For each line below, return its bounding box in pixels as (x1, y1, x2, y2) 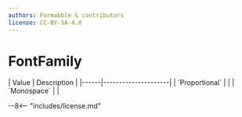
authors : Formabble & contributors (8, 11, 125, 19)
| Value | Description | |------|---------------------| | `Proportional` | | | (8, 78, 235, 87)
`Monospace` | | (8, 87, 60, 96)
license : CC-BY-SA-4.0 (8, 19, 82, 27)
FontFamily (8, 52, 82, 70)
